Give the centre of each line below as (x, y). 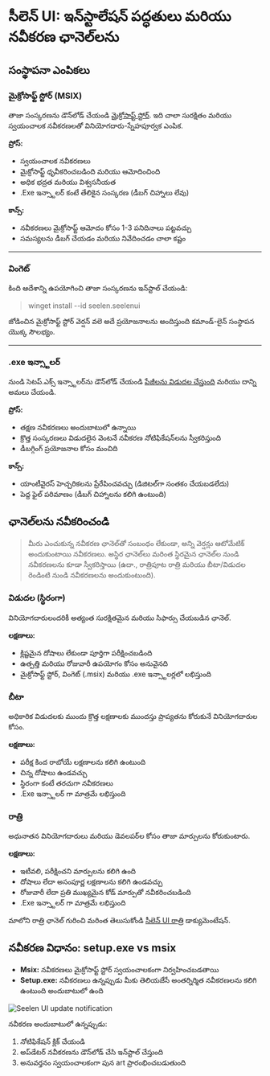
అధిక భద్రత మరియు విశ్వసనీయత (68, 182)
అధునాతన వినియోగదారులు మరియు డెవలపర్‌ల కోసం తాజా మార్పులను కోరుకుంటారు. (129, 836)
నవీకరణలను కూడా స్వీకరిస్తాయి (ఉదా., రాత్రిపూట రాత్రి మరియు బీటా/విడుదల (137, 565)
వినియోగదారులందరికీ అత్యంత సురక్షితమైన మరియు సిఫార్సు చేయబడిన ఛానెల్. (120, 618)
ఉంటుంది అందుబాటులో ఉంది (61, 990)
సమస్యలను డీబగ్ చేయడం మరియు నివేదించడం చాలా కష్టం (103, 238)
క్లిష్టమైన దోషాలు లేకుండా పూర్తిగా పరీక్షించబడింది (86, 653)
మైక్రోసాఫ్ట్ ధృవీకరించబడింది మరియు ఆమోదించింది (90, 171)
